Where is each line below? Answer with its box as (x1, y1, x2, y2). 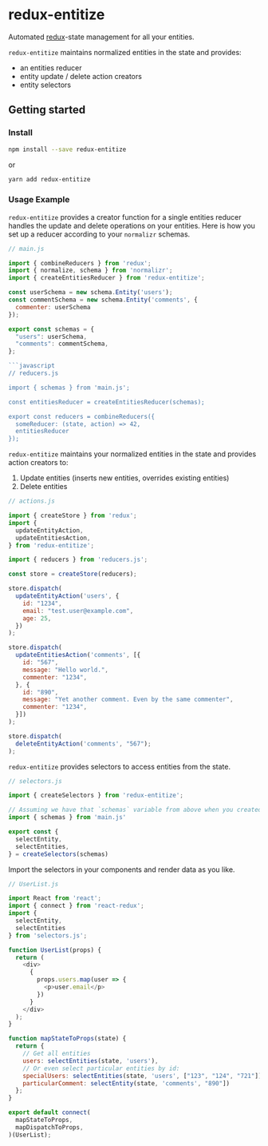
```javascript (8, 362, 56, 370)
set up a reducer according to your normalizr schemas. (8, 229, 191, 239)
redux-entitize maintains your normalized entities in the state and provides (8, 449, 257, 459)
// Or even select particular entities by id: (22, 1064, 180, 1072)
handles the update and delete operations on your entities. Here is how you (8, 221, 255, 230)
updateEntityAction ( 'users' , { (15, 592, 120, 600)
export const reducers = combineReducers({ (8, 412, 156, 420)
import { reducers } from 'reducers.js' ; (8, 555, 148, 564)
